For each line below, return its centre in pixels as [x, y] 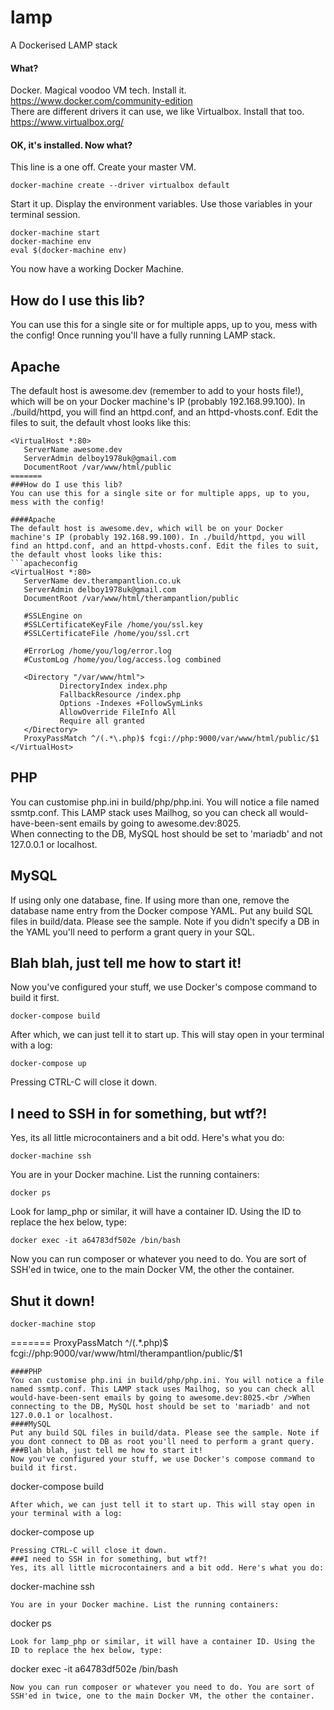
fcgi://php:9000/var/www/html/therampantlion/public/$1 [126, 1353]
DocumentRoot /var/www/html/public [97, 467]
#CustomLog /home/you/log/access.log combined [122, 659]
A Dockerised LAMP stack [64, 45]
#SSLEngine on [53, 616]
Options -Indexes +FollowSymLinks [131, 703]
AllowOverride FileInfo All [118, 712]
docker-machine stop [53, 1324]
